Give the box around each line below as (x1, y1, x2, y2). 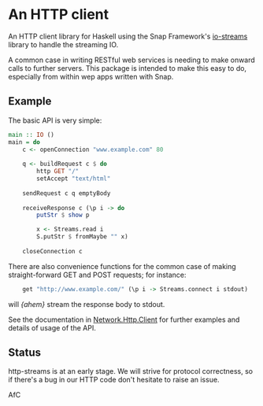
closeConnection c (22, 247, 83, 255)
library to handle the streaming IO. (8, 39, 119, 49)
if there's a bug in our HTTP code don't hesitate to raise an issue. (8, 375, 220, 385)
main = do (8, 138, 41, 146)
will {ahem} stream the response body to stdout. (8, 299, 165, 308)
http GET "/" (36, 168, 80, 175)
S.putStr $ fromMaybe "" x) (36, 233, 128, 241)
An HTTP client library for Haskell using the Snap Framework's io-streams (8, 31, 248, 41)
